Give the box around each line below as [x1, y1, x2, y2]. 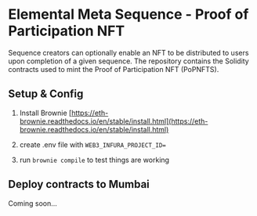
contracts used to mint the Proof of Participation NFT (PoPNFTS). [8, 64, 219, 74]
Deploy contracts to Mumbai [8, 178, 150, 191]
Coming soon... [8, 198, 57, 208]
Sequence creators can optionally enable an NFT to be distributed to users [8, 48, 249, 57]
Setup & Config [8, 88, 84, 101]
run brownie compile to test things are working [19, 155, 170, 164]
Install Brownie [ [19, 108, 72, 117]
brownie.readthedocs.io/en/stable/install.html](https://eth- [19, 116, 208, 126]
